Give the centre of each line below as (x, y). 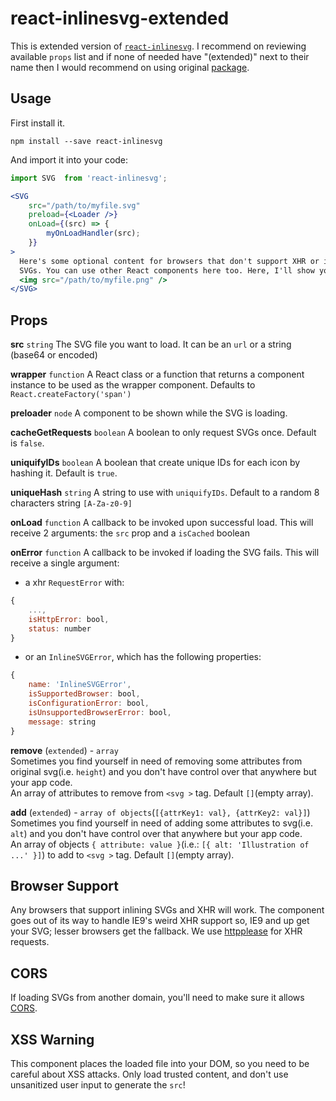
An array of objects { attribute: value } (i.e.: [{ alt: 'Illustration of (160, 844)
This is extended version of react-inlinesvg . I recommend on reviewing (158, 46)
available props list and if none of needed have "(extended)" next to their (160, 56)
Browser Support (65, 885)
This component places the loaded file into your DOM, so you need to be (160, 1063)
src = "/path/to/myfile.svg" (84, 205)
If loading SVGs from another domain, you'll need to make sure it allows (157, 998)
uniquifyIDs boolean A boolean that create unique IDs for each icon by (155, 463)
